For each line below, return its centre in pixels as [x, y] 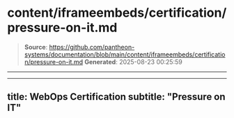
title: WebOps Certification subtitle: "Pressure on [116, 97]
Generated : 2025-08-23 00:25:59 [133, 61]
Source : [36, 47]
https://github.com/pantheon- [92, 47]
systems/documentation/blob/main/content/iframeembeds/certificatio [125, 54]
